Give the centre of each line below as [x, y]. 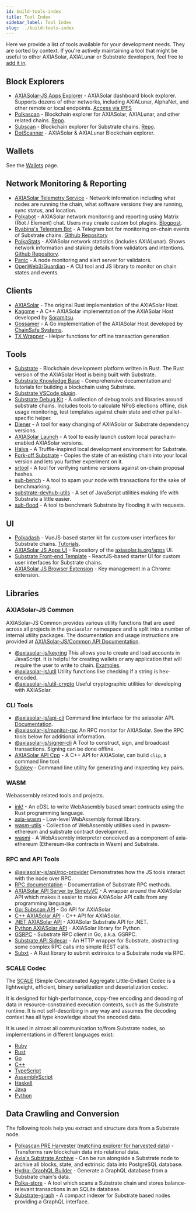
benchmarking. [33, 487]
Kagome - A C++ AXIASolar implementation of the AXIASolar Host [94, 311]
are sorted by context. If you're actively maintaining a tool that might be [92, 51]
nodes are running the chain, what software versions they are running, [99, 204]
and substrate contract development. [83, 832]
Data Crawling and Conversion [63, 1114]
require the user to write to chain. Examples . [68, 665]
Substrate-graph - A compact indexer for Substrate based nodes [92, 1195]
